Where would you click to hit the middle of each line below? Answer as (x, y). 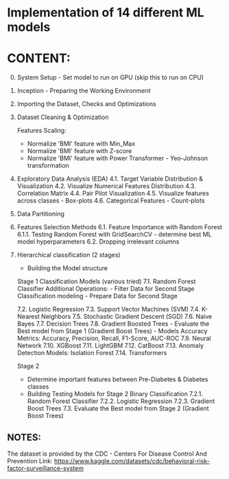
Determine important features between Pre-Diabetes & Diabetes (118, 379)
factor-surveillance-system (46, 468)
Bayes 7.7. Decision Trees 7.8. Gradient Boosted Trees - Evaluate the (113, 324)
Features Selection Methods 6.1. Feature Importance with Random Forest (120, 227)
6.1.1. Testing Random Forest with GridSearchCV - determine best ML (114, 235)
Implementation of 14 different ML (106, 13)
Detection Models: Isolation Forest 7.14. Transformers (92, 353)
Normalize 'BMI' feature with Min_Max (81, 144)
